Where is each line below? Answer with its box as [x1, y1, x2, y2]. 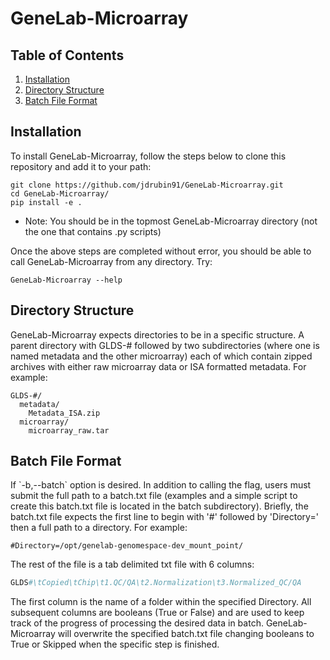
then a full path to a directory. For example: [10, 522, 188, 534]
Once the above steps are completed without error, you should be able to [10, 245, 312, 257]
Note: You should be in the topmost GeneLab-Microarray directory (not [24, 215, 318, 227]
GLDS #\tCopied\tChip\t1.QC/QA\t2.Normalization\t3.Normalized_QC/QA [10, 578, 302, 588]
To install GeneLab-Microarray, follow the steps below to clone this [10, 150, 287, 162]
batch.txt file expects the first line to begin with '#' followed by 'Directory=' [10, 511, 319, 523]
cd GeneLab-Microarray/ [10, 188, 110, 199]
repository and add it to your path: [10, 160, 152, 172]
